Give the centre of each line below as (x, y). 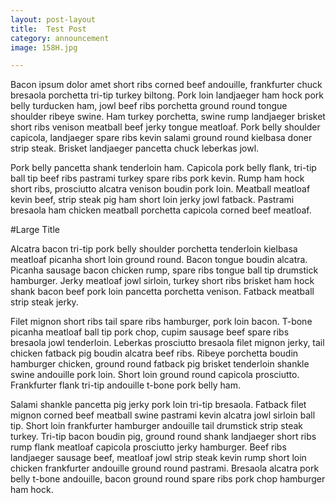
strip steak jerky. (44, 302)
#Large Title (35, 230)
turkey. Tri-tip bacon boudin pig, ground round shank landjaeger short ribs (163, 437)
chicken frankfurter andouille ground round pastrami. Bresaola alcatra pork (165, 468)
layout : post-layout (53, 19)
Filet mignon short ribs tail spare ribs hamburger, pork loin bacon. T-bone (161, 322)
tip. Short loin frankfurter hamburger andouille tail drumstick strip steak (157, 426)
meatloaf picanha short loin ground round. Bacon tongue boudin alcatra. (159, 260)
